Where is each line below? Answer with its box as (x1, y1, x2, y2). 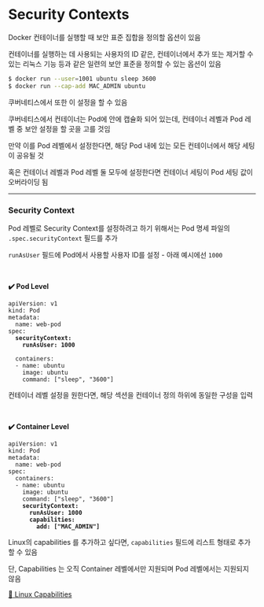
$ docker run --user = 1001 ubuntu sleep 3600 (8, 75, 156, 83)
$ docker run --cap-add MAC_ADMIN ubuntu (8, 82, 146, 90)
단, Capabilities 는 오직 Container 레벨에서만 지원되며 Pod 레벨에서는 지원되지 (8, 564, 250, 573)
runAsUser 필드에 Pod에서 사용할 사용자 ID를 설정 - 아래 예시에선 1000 (8, 250, 223, 259)
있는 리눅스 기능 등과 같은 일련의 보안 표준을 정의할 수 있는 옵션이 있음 (8, 59, 222, 68)
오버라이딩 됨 (8, 177, 49, 187)
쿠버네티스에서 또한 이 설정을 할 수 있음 (8, 97, 128, 107)
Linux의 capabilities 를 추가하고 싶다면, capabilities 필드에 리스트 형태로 (8, 537, 236, 546)
